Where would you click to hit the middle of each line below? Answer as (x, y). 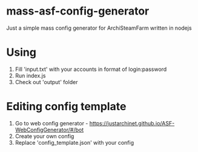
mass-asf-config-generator (78, 11)
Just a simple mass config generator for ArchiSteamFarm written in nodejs (99, 28)
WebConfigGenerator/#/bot (49, 130)
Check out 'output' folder (46, 82)
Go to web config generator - (51, 123)
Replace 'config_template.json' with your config (74, 142)
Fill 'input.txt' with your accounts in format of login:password (91, 69)
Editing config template (66, 107)
